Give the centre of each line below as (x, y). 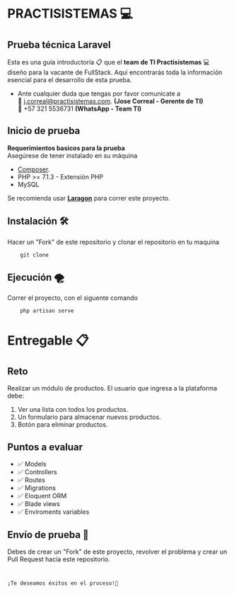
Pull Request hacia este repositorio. (59, 559)
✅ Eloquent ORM (42, 496)
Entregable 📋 (48, 340)
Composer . (34, 169)
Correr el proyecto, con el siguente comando (72, 298)
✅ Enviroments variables (53, 512)
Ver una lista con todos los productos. (73, 410)
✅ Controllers (37, 472)
